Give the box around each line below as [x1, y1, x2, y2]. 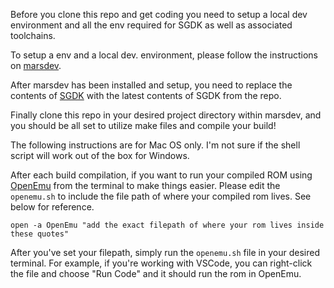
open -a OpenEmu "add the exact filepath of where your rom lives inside [10, 220, 325, 230]
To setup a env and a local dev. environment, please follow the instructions [10, 49, 318, 61]
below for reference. [10, 201, 95, 213]
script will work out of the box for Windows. [10, 150, 190, 161]
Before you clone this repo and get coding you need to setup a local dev [10, 9, 308, 20]
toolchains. [10, 30, 56, 41]
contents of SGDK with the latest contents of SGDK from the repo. [10, 90, 282, 101]
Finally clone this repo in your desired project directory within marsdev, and [10, 109, 322, 121]
